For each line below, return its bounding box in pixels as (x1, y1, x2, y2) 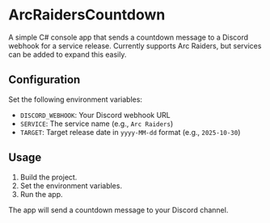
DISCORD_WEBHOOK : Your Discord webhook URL (19, 110, 171, 120)
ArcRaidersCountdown (8, 6, 166, 24)
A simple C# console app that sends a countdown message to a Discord (8, 32, 249, 42)
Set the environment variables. (19, 180, 123, 191)
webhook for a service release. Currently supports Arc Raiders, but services (8, 40, 262, 50)
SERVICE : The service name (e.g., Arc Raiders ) (19, 119, 174, 128)
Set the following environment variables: (8, 95, 143, 104)
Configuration (8, 73, 81, 86)
